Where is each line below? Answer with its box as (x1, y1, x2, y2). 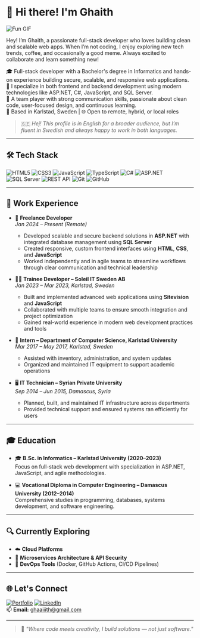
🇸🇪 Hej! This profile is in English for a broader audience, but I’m (20, 119, 180, 127)
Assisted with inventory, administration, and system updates (23, 355, 171, 362)
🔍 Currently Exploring (6, 526, 90, 537)
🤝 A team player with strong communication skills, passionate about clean (6, 95, 187, 102)
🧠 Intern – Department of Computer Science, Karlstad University (14, 337, 177, 344)
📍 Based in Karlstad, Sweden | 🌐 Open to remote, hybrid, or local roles (6, 107, 179, 115)
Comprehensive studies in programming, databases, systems (14, 497, 165, 504)
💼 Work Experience (6, 198, 79, 208)
